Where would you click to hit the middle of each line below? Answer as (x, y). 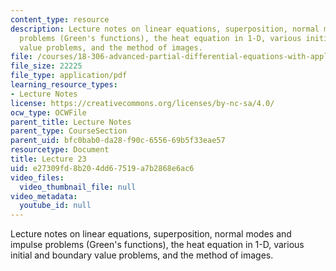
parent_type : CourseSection (69, 131)
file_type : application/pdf (69, 76)
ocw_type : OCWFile (48, 112)
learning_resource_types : (64, 85)
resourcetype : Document (60, 150)
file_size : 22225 (46, 66)
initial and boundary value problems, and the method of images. (142, 255)
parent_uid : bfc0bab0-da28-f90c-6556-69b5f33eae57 (118, 141)
